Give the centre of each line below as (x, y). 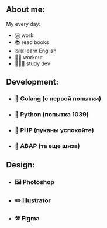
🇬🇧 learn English (35, 51)
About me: (26, 10)
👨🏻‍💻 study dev (32, 63)
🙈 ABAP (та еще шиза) (47, 146)
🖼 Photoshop (34, 182)
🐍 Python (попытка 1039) (51, 115)
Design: (20, 165)
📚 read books (32, 42)
